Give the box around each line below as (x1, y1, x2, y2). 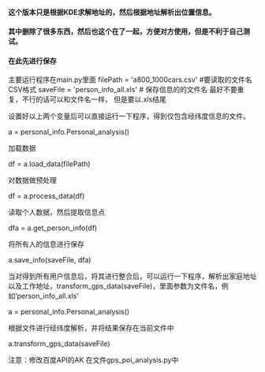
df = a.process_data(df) (8, 192, 85, 201)
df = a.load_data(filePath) (8, 159, 91, 169)
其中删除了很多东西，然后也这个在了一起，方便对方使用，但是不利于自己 (8, 27, 243, 36)
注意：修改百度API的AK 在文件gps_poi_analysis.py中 (8, 355, 179, 365)
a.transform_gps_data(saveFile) (8, 339, 110, 348)
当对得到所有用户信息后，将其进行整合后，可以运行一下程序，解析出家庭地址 (8, 272, 257, 281)
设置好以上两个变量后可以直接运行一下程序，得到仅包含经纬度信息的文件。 (8, 111, 250, 121)
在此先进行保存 (8, 56, 57, 65)
